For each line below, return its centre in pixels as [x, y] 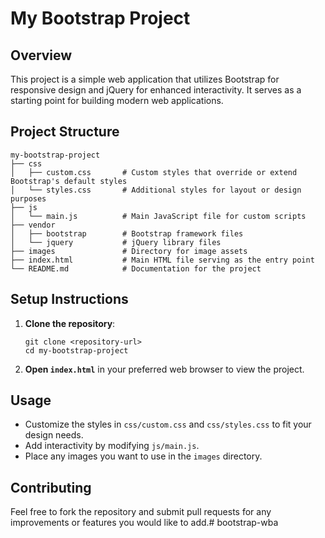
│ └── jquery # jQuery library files [116, 242]
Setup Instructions [69, 299]
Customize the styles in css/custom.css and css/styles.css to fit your [168, 424]
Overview [41, 55]
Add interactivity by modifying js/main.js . [112, 446]
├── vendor [33, 225]
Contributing [51, 487]
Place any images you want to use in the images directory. [143, 456]
